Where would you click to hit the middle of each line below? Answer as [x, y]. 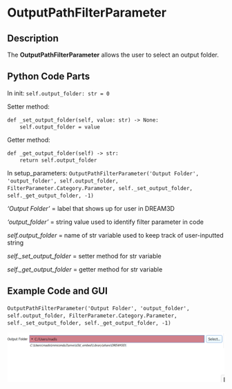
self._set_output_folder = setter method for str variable [85, 256]
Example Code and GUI [58, 291]
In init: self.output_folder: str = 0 [58, 93]
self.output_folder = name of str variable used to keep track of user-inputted [116, 235]
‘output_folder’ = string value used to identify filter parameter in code [105, 222]
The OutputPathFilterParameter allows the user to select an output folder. [113, 55]
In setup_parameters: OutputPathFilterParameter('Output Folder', [103, 173]
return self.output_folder [58, 160]
